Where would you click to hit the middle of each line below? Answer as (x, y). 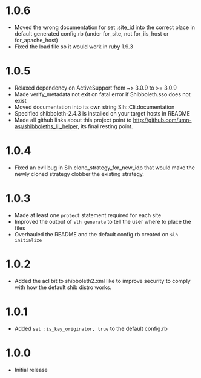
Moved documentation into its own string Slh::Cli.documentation (94, 107)
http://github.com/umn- (162, 120)
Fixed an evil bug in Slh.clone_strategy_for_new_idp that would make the (104, 168)
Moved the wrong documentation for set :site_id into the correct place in (104, 27)
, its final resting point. (105, 126)
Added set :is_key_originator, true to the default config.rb (91, 328)
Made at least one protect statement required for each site (88, 215)
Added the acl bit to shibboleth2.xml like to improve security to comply (103, 281)
